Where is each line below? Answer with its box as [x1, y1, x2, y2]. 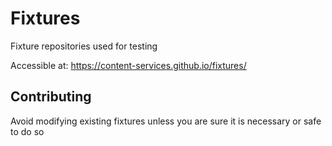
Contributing [10, 88, 92, 106]
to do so [10, 125, 45, 137]
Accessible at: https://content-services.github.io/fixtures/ [10, 59, 247, 71]
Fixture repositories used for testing [10, 40, 158, 52]
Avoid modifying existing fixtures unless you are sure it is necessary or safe [10, 115, 322, 127]
